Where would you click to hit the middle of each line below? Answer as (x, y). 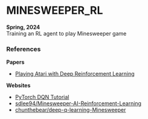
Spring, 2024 (23, 27)
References (24, 49)
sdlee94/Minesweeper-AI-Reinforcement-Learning (78, 103)
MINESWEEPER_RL (55, 11)
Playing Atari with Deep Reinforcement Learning (75, 74)
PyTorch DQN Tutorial (42, 97)
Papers (15, 62)
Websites (18, 85)
